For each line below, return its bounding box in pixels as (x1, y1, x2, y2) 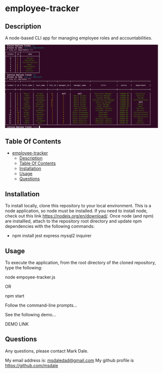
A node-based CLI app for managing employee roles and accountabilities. (5, 35, 153, 41)
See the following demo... (5, 312, 56, 318)
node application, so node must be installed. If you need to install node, (5, 208, 148, 214)
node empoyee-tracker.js (5, 274, 56, 280)
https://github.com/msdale (5, 362, 58, 368)
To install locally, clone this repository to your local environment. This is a (5, 203, 151, 209)
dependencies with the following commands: (5, 223, 95, 229)
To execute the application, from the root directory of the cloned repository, (5, 260, 156, 265)
